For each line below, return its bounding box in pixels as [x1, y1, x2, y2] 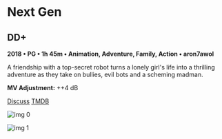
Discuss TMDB [7, 97, 50, 105]
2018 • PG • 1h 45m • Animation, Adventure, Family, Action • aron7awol [7, 50, 214, 58]
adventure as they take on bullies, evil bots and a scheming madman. [7, 70, 203, 78]
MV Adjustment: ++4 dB [7, 84, 79, 92]
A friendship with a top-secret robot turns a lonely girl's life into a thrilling [7, 63, 215, 71]
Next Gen [7, 4, 62, 20]
